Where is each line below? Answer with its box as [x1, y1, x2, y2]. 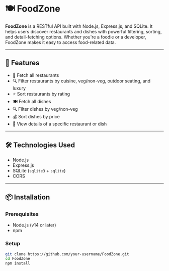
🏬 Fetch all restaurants [12, 72, 59, 78]
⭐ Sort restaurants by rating [12, 91, 70, 97]
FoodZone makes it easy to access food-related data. [5, 39, 116, 45]
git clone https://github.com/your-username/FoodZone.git [5, 251, 129, 257]
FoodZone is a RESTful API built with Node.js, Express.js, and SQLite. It [5, 23, 153, 29]
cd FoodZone [5, 256, 30, 261]
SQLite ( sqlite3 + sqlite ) [12, 167, 66, 173]
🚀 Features [5, 59, 40, 67]
